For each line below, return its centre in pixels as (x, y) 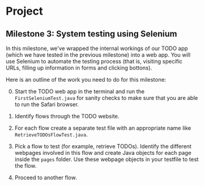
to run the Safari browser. (47, 104)
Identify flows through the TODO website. (67, 116)
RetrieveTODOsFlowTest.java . (51, 134)
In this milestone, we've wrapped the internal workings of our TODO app (97, 48)
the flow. (25, 166)
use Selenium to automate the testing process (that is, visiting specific (94, 61)
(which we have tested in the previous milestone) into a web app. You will (98, 55)
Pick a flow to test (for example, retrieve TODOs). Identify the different (103, 146)
